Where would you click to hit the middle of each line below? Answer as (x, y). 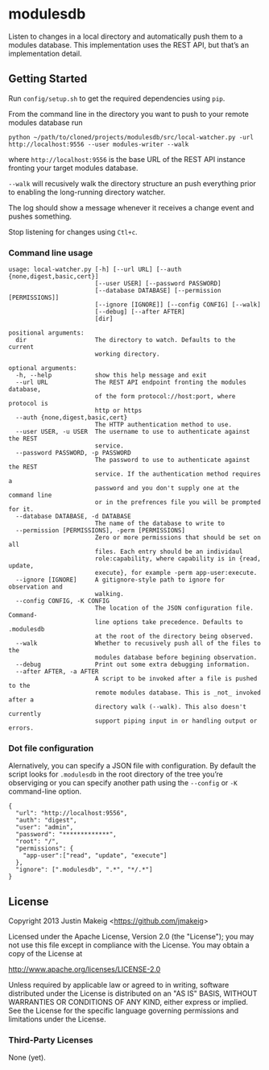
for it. (21, 510)
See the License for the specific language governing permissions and (124, 1011)
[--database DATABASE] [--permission (158, 291)
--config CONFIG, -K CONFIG (63, 602)
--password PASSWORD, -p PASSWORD (73, 453)
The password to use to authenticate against (172, 460)
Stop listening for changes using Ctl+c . (73, 231)
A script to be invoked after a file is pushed (176, 679)
